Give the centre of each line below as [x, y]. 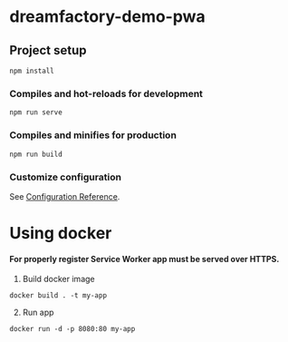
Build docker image [58, 279]
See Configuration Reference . [65, 196]
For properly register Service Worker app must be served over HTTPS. [144, 259]
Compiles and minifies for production [93, 135]
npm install [32, 71]
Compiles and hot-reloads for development [106, 93]
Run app [38, 313]
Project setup [48, 50]
